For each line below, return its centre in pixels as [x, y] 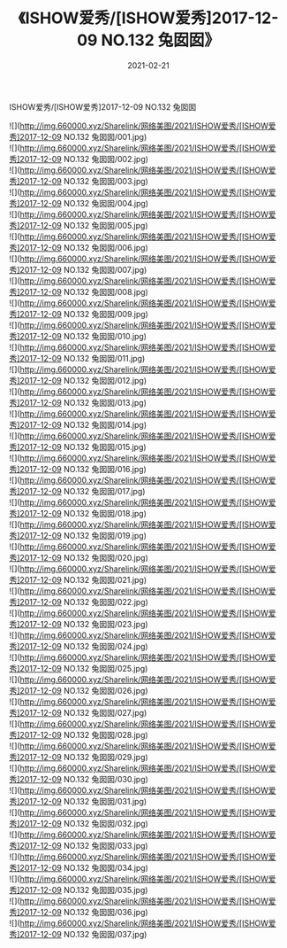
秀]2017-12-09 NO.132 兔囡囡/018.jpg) [78, 513]
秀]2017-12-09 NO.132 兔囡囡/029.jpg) [79, 757]
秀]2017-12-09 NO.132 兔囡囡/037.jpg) [78, 934]
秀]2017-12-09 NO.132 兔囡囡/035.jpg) [79, 890]
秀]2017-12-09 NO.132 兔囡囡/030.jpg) [79, 779]
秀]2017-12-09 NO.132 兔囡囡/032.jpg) [79, 823]
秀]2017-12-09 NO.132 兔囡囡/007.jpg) [78, 269]
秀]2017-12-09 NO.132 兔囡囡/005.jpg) [79, 225]
